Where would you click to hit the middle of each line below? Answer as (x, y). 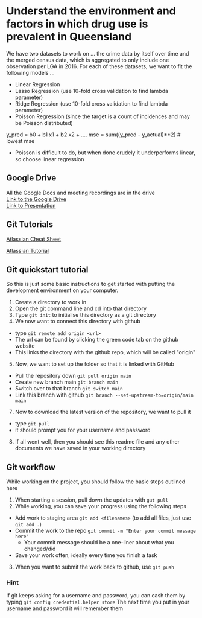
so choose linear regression (49, 159)
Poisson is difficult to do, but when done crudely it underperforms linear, (105, 153)
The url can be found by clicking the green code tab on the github (97, 340)
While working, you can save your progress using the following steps (101, 506)
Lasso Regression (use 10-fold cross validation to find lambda (92, 91)
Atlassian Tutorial (28, 250)
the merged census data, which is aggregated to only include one (88, 60)
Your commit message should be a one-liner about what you (99, 543)
